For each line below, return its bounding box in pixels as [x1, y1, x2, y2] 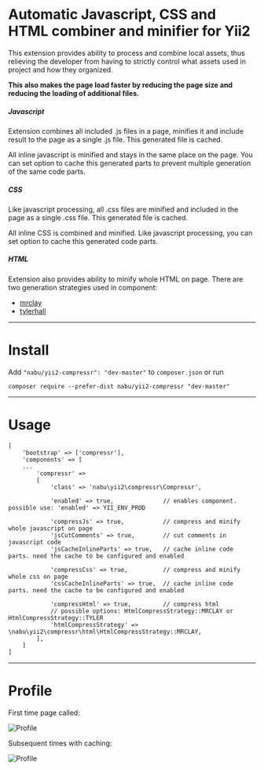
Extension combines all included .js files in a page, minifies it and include [8, 126, 244, 135]
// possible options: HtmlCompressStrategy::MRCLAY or [49, 607, 234, 615]
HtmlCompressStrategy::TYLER [8, 613, 104, 622]
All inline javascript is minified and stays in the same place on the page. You [8, 149, 254, 159]
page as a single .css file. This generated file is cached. [8, 212, 189, 222]
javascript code [8, 538, 61, 546]
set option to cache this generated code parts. [8, 236, 159, 245]
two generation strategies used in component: [8, 282, 158, 292]
